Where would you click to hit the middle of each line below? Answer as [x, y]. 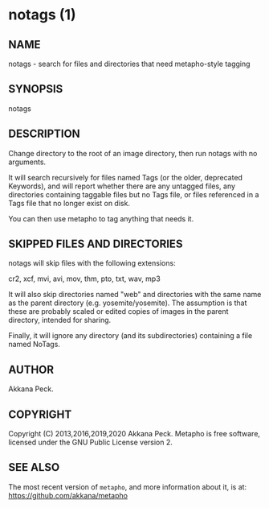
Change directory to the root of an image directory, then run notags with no [133, 153]
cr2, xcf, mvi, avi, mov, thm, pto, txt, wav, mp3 [84, 279]
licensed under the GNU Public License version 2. [90, 442]
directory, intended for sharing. [60, 320]
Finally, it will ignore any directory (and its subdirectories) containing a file [130, 336]
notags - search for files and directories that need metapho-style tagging [129, 64]
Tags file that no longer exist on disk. [69, 203]
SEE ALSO [34, 467]
